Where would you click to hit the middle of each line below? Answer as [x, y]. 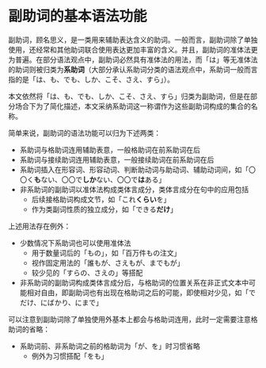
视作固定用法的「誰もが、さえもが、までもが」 [108, 263]
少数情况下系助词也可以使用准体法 [75, 243]
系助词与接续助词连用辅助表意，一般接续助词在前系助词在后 [117, 159]
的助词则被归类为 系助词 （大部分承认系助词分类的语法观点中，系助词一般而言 [133, 69]
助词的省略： [29, 329]
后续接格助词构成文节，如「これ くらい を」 [101, 199]
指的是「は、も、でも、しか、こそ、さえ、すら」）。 [91, 79]
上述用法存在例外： [40, 226]
